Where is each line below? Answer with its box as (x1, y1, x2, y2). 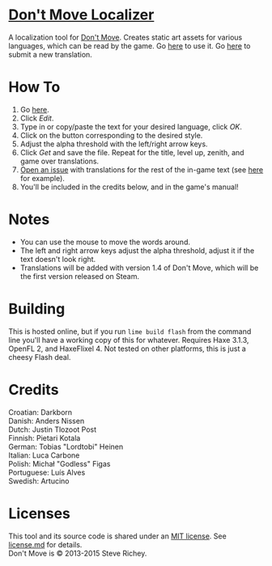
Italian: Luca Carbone (8, 450, 80, 460)
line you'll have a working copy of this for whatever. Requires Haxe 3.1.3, (8, 335, 249, 344)
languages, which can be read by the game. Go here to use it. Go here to (8, 40, 251, 50)
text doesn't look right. (19, 254, 96, 264)
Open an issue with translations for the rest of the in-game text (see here (19, 164, 264, 175)
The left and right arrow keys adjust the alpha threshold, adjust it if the (19, 245, 255, 256)
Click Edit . (19, 113, 54, 123)
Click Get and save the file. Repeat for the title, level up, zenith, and (19, 147, 244, 157)
